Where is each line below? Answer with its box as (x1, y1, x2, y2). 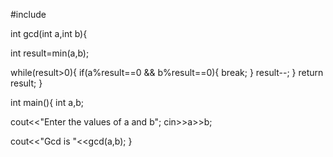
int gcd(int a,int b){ (10, 28, 88, 39)
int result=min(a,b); (10, 47, 90, 59)
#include (10, 9, 47, 20)
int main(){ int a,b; (10, 97, 84, 108)
